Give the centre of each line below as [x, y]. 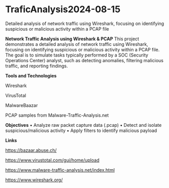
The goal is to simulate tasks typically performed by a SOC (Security [77, 55]
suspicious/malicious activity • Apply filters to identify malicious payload [81, 130]
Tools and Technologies [31, 75]
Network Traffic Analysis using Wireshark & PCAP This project [72, 39]
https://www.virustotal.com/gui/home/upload [53, 160]
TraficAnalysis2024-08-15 [63, 9]
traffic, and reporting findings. [37, 66]
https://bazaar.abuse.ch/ [31, 150]
